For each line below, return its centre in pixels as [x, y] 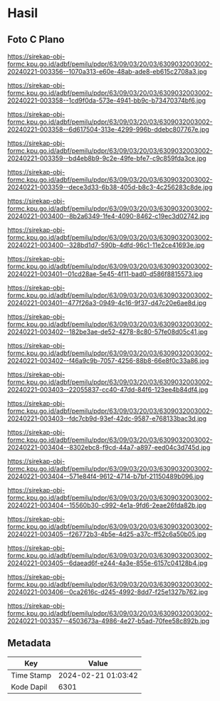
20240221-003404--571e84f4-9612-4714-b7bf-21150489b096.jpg [106, 476]
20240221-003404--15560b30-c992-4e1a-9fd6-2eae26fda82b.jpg [107, 505]
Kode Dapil [29, 687]
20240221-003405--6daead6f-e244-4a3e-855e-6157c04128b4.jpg [108, 563]
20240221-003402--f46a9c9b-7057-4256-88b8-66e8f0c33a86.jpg [108, 360]
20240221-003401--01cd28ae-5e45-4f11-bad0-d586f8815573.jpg [105, 274]
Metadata [29, 643]
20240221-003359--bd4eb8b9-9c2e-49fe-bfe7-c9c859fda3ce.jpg [107, 158]
